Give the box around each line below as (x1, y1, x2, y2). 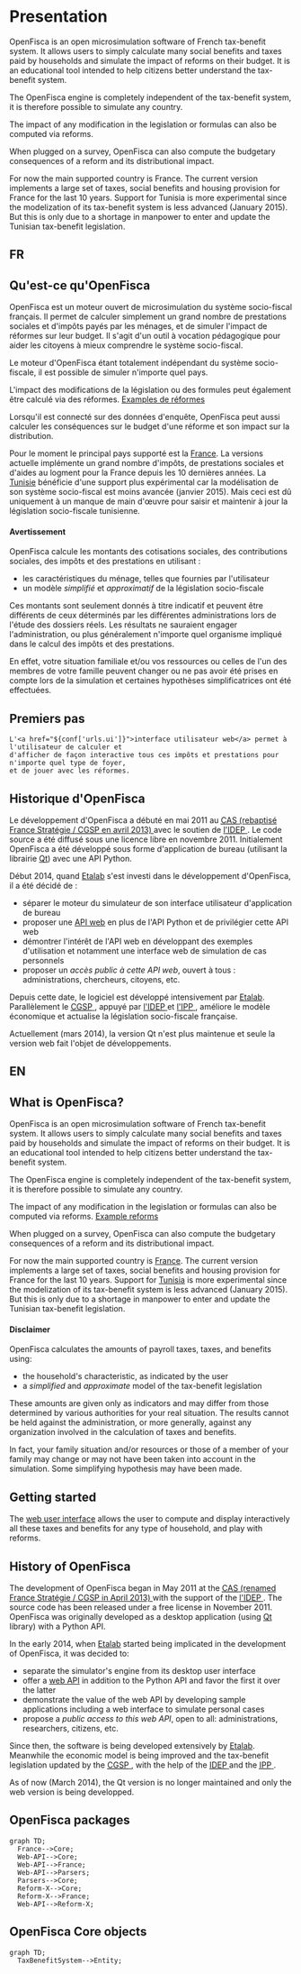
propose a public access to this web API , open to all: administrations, (22, 1714, 279, 1723)
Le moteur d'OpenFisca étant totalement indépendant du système (9, 358, 253, 369)
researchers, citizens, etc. (22, 1723, 119, 1733)
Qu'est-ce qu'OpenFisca (9, 278, 151, 293)
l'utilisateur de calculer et (9, 743, 123, 752)
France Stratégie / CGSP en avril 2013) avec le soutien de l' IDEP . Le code (9, 824, 282, 835)
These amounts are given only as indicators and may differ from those (9, 1398, 270, 1409)
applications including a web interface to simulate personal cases (22, 1704, 265, 1714)
